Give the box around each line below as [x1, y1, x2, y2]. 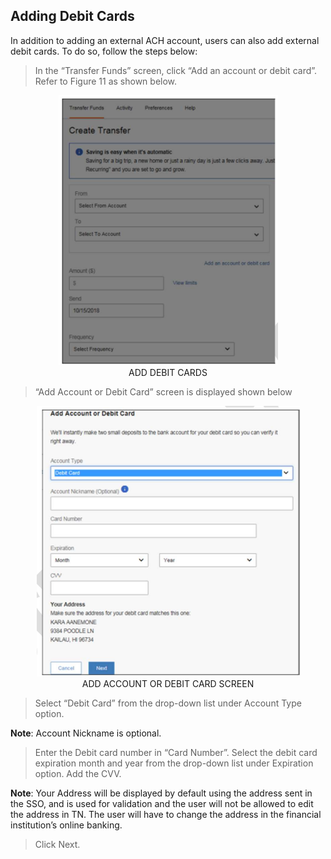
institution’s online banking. [10, 819, 123, 831]
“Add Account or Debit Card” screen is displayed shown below [34, 385, 293, 398]
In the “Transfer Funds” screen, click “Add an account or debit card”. [34, 64, 318, 76]
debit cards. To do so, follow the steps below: [10, 45, 198, 57]
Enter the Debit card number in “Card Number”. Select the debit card [34, 746, 318, 758]
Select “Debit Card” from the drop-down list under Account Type [34, 697, 302, 709]
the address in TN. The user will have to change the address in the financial [10, 808, 322, 820]
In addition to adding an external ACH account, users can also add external [10, 34, 320, 46]
